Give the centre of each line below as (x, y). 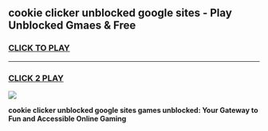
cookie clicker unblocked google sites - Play (120, 13)
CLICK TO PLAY (39, 48)
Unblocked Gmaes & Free (72, 26)
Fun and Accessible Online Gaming (67, 118)
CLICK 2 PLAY (36, 78)
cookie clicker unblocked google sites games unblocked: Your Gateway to (133, 110)
